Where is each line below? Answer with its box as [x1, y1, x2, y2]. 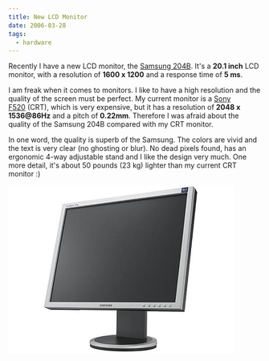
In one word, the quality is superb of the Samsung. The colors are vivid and [8, 135, 258, 144]
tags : [8, 30, 26, 38]
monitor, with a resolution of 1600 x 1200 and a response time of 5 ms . [8, 70, 243, 79]
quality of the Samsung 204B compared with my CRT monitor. [8, 120, 214, 129]
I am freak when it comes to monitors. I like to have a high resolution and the [8, 85, 261, 95]
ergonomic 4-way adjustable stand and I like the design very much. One [8, 152, 247, 162]
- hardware [15, 39, 52, 47]
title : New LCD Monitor [8, 13, 88, 21]
